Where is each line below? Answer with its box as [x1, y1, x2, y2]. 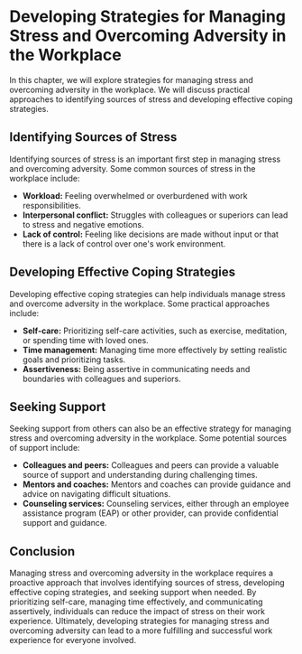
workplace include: [9, 173, 80, 183]
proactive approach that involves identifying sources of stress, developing [9, 577, 285, 588]
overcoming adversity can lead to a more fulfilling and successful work [9, 625, 273, 636]
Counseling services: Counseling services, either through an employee [22, 499, 289, 509]
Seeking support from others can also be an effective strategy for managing [9, 423, 292, 434]
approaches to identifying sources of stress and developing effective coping [9, 93, 293, 105]
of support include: [9, 443, 80, 453]
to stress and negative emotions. [22, 219, 144, 229]
